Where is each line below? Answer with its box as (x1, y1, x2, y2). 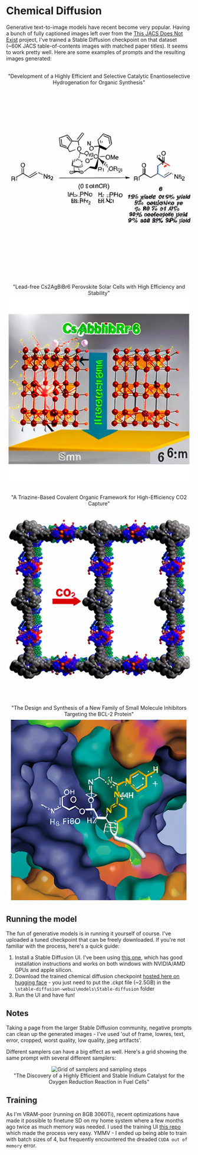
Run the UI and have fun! (14, 991, 75, 998)
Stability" (88, 289, 110, 296)
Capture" (88, 499, 110, 507)
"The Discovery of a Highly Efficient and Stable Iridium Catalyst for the (14, 1072, 184, 1079)
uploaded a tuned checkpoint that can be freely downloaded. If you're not (6, 936, 186, 943)
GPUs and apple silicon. (14, 966, 73, 973)
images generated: (6, 55, 52, 62)
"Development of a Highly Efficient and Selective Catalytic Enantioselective (8, 72, 190, 80)
